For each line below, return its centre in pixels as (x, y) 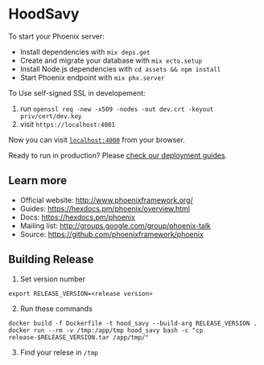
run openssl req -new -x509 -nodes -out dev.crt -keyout (117, 109)
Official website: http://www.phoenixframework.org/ (106, 200)
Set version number (53, 279)
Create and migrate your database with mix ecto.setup (111, 60)
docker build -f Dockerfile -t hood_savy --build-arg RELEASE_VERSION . (133, 323)
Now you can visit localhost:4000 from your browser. (97, 139)
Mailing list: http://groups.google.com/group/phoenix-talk (115, 225)
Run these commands (56, 308)
